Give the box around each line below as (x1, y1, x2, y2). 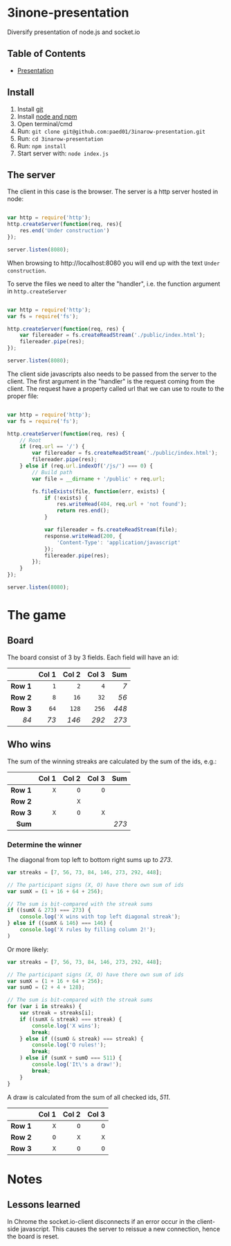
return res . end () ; (56, 508, 110, 514)
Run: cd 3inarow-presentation (17, 134, 104, 143)
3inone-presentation (7, 5, 129, 21)
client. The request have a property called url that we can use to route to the (7, 384, 225, 392)
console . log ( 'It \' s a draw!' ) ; (32, 1061, 122, 1068)
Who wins (7, 738, 52, 750)
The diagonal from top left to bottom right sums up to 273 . (7, 855, 173, 864)
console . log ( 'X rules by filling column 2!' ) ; (19, 926, 156, 933)
